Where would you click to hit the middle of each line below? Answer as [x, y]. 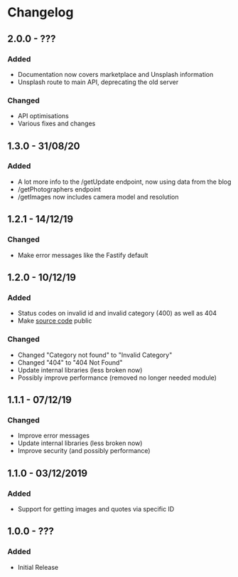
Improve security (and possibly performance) [84, 451]
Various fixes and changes [56, 124]
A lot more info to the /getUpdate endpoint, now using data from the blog [124, 182]
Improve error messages [54, 436]
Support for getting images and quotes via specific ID [96, 509]
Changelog [40, 12]
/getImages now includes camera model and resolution [98, 197]
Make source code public [55, 321]
